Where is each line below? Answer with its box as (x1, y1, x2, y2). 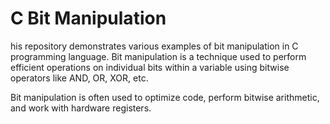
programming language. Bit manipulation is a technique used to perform (10, 50, 307, 62)
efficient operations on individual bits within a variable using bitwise (10, 61, 290, 73)
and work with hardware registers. (10, 102, 152, 114)
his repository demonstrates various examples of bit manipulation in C (10, 40, 299, 52)
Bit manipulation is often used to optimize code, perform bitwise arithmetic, (10, 91, 320, 103)
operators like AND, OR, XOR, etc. (10, 72, 149, 84)
